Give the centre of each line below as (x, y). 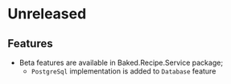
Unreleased (47, 14)
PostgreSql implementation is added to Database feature (124, 71)
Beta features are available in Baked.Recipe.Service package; (121, 62)
